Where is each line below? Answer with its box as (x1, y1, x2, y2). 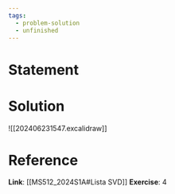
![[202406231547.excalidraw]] (8, 123, 107, 133)
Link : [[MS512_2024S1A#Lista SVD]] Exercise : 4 (8, 177, 167, 187)
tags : (8, 11, 26, 20)
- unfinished (15, 26, 59, 34)
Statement (8, 60, 80, 79)
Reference (8, 151, 78, 169)
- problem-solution (15, 19, 80, 27)
